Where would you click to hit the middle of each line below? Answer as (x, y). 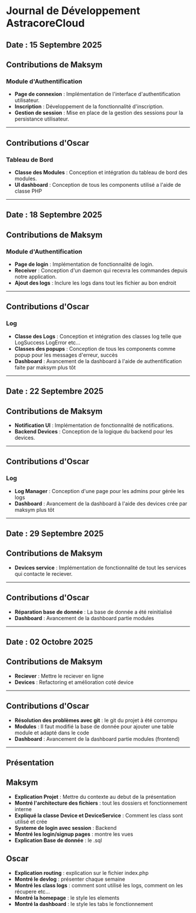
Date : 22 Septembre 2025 (55, 391)
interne (23, 809)
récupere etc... (32, 891)
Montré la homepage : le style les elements (67, 898)
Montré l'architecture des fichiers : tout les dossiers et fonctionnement (101, 803)
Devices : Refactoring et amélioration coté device (74, 682)
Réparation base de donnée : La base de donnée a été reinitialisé (93, 612)
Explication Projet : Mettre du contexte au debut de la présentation (95, 796)
